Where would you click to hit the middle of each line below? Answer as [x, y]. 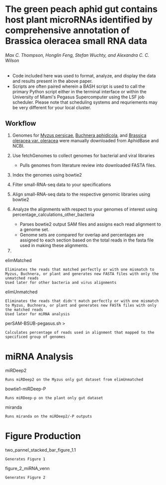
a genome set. [35, 230]
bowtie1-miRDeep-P [26, 389]
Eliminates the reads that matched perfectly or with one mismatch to [80, 270]
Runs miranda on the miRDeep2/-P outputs [49, 417]
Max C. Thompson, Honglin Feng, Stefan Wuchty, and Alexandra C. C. [77, 55]
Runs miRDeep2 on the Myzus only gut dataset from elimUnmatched [74, 380]
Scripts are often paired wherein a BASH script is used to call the [79, 86]
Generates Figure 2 [25, 478]
